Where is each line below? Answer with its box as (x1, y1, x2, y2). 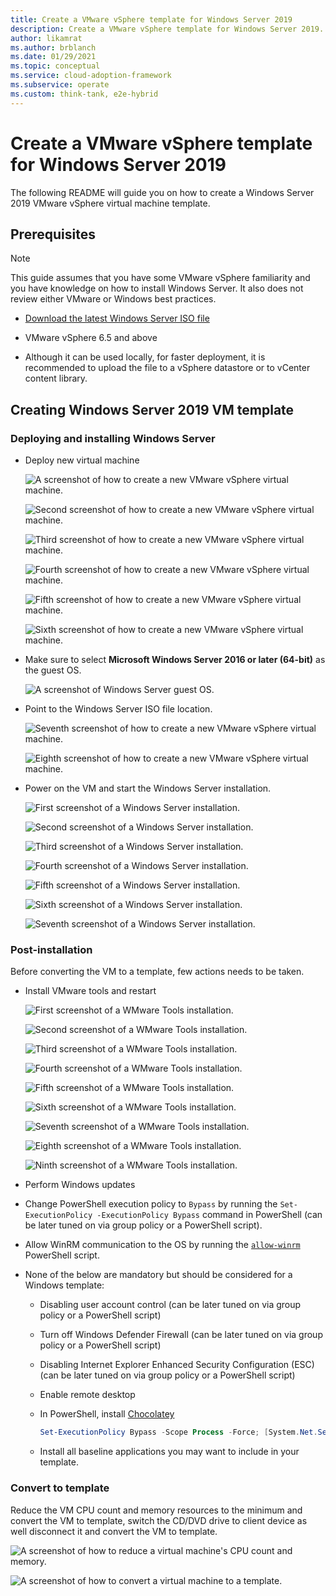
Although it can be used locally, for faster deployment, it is (24, 351, 266, 363)
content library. (24, 372, 88, 385)
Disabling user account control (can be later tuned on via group (39, 1299, 302, 1311)
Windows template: (24, 1279, 105, 1291)
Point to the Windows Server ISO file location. (24, 703, 213, 715)
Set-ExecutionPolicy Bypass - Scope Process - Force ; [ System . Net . (39, 1427, 318, 1438)
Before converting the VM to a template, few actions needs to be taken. (10, 966, 305, 978)
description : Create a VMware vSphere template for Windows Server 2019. (10, 24, 325, 34)
